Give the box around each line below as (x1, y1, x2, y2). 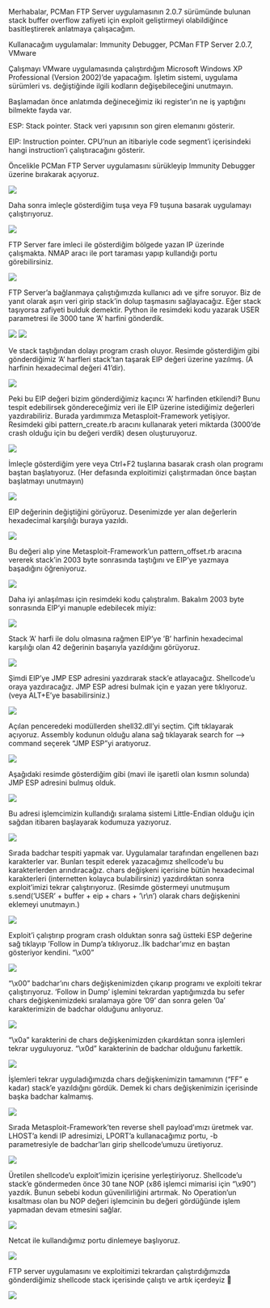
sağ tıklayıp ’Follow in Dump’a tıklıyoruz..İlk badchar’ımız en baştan (8, 939, 230, 948)
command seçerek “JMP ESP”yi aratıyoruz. (8, 739, 151, 748)
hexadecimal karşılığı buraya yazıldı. (8, 516, 129, 525)
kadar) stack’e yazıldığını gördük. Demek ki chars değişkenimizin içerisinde (8, 1083, 259, 1092)
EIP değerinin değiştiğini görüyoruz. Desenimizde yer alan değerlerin (8, 507, 237, 517)
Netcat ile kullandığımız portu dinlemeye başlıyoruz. (8, 1236, 180, 1245)
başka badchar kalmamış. (8, 1091, 95, 1101)
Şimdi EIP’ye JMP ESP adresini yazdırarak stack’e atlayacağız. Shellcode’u (8, 673, 255, 682)
